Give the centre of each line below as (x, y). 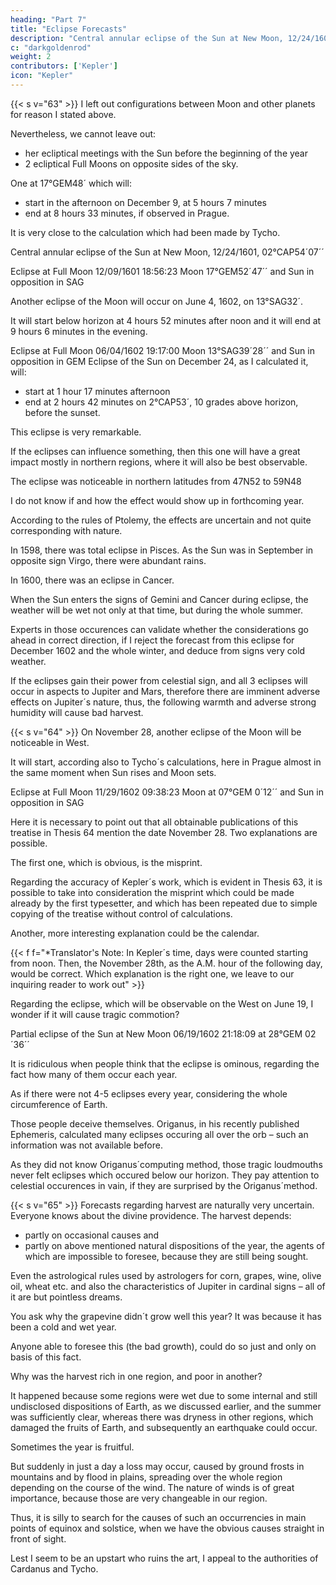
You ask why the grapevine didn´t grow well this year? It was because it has (166, 1316)
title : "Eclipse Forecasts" (69, 29)
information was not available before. (87, 1145)
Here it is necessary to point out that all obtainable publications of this (154, 822)
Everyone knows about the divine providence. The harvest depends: (151, 1215)
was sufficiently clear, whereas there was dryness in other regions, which (162, 1417)
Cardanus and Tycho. (54, 1568)
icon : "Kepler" (42, 76)
